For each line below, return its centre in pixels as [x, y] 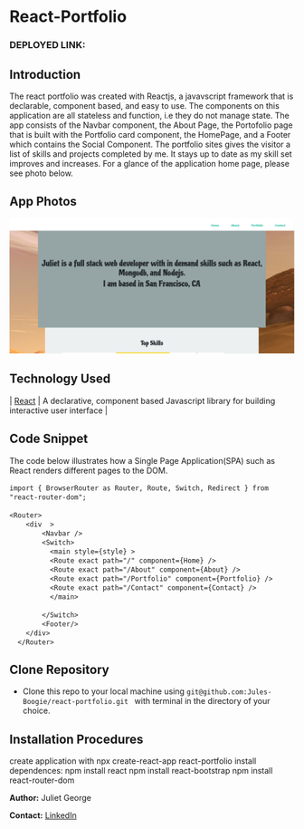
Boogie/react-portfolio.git [75, 702]
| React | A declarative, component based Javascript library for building [142, 400]
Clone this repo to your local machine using [104, 691]
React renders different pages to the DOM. [89, 470]
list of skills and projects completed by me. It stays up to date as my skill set [151, 154]
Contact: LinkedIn [43, 815]
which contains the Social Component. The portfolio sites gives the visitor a [150, 144]
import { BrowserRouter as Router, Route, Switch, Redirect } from [139, 488]
